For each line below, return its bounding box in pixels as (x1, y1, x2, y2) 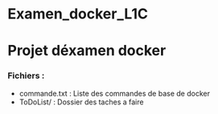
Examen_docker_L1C (7, 5, 149, 23)
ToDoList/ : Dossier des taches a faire (19, 97, 144, 107)
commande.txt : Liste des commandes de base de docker (19, 88, 211, 98)
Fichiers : (7, 70, 45, 81)
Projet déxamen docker (7, 42, 167, 60)
